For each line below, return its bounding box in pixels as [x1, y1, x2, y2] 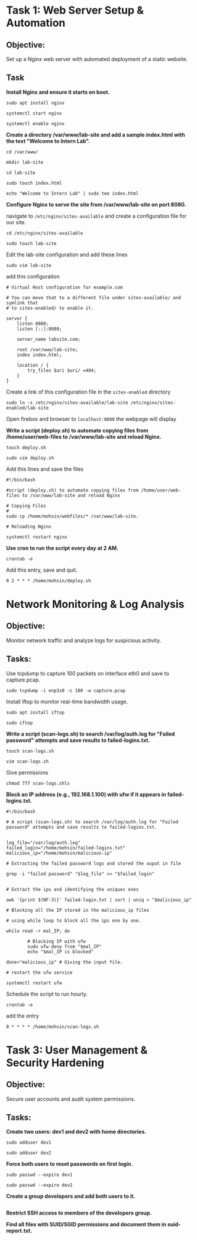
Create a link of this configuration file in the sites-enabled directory [6, 388, 171, 395]
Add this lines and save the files [6, 465, 84, 472]
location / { [17, 362, 49, 368]
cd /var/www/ [6, 149, 38, 155]
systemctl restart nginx [6, 534, 67, 540]
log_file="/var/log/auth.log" [6, 839, 81, 846]
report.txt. [6, 1227, 33, 1235]
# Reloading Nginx [6, 524, 51, 529]
